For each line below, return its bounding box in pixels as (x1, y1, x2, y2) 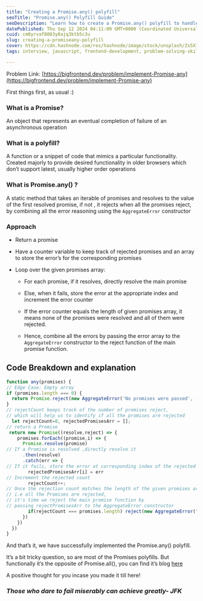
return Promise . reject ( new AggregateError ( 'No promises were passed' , (11, 396, 193, 402)
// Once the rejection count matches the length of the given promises (6, 486, 190, 492)
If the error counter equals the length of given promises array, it (24, 307, 182, 315)
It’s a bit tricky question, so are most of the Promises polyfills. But (6, 554, 169, 561)
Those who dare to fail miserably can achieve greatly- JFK (6, 587, 182, 596)
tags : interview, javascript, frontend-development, (6, 48, 142, 55)
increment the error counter (24, 296, 94, 303)
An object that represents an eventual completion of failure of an (6, 118, 167, 125)
